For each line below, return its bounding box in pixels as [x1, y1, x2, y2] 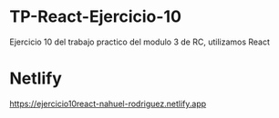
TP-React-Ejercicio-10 [9, 6, 182, 27]
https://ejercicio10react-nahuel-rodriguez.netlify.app [9, 98, 207, 109]
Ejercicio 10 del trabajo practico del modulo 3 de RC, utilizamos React [9, 36, 271, 47]
